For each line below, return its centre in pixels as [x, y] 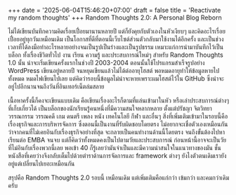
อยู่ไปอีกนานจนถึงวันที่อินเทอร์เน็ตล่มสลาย [56, 86]
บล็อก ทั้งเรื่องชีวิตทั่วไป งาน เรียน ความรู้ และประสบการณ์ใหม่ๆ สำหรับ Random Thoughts [116, 55]
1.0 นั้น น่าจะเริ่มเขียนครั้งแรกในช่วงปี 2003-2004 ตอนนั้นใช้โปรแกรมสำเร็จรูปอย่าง [106, 63]
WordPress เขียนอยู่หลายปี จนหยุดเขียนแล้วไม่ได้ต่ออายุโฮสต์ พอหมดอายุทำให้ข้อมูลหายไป [114, 70]
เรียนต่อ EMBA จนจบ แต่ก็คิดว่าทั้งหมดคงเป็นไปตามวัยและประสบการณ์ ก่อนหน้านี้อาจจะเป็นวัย [117, 140]
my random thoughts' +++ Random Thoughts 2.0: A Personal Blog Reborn [115, 18]
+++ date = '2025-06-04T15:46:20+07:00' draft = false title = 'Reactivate [114, 10]
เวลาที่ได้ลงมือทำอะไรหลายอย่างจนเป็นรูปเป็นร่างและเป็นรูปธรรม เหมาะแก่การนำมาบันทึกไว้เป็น [116, 47]
